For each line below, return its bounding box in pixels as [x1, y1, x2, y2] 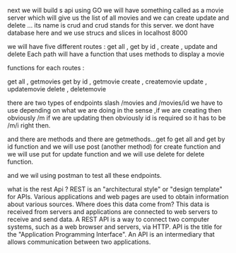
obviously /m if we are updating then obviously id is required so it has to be [7, 113, 226, 122]
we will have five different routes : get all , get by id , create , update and [7, 43, 218, 50]
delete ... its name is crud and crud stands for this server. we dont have [7, 21, 214, 29]
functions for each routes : [7, 64, 85, 72]
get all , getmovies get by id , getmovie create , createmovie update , [7, 77, 207, 86]
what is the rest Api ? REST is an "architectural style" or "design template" [7, 185, 223, 193]
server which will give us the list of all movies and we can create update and [7, 13, 230, 22]
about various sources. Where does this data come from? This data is [7, 200, 210, 208]
